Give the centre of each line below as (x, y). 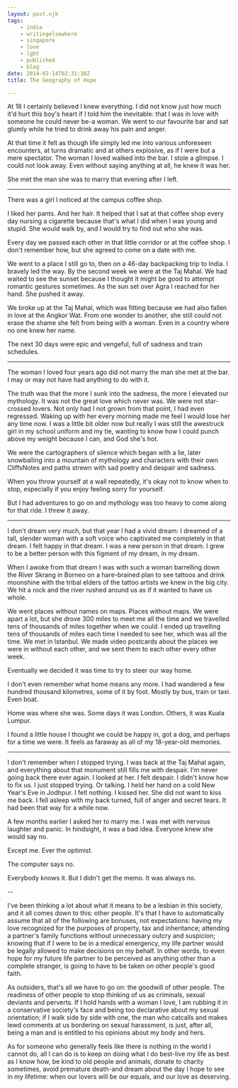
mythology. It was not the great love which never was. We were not (105, 401)
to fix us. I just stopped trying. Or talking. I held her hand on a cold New (111, 785)
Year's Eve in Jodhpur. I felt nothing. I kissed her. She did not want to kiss (114, 793)
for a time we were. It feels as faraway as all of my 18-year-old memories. (114, 742)
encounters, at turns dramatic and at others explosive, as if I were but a (112, 151)
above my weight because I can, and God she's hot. (83, 439)
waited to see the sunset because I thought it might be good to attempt (111, 279)
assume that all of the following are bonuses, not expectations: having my (115, 921)
